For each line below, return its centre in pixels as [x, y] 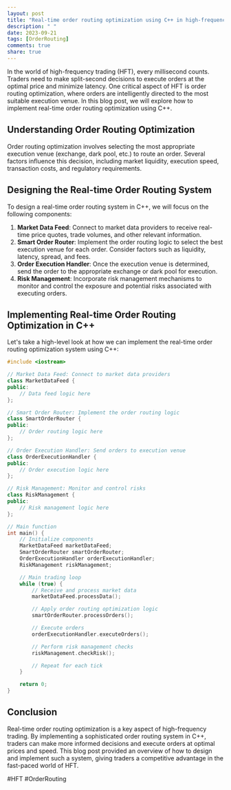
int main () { [26, 533]
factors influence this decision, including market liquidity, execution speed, [113, 161]
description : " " [32, 26]
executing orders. [42, 293]
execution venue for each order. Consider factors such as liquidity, [111, 249]
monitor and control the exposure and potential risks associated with [114, 286]
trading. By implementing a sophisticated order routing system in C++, [107, 736]
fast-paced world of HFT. [43, 765]
